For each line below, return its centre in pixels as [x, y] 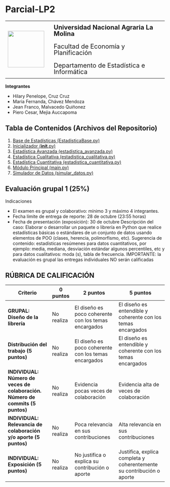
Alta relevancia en [140, 425]
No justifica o [90, 455]
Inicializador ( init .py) [34, 146]
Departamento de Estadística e [99, 65]
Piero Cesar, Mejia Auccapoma [45, 112]
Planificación [73, 53]
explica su [87, 462]
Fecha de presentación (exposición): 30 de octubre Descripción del [83, 221]
